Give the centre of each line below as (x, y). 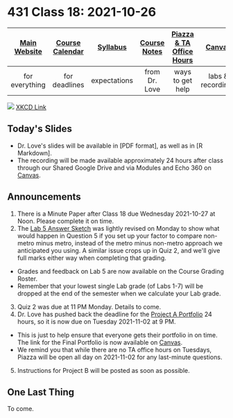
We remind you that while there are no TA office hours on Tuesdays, (114, 349)
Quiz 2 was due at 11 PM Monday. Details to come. (89, 306)
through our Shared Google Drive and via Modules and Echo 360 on (114, 168)
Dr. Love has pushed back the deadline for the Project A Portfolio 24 (115, 314)
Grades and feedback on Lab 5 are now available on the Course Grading (120, 271)
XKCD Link (31, 107)
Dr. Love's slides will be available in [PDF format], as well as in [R (110, 146)
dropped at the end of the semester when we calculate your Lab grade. (119, 293)
